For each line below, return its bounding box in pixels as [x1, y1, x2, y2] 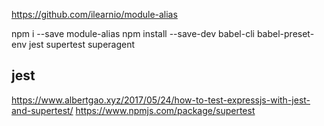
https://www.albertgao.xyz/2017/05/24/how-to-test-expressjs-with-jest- [11, 94, 311, 106]
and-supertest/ [11, 104, 74, 116]
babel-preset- [256, 28, 315, 39]
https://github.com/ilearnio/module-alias [11, 9, 178, 20]
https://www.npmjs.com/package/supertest [75, 104, 256, 116]
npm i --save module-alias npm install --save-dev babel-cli [11, 28, 255, 39]
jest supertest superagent [29, 39, 136, 50]
